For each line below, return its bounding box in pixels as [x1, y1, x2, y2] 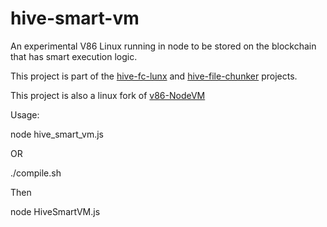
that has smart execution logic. [10, 50, 138, 62]
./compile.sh [10, 167, 62, 179]
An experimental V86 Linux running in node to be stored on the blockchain [10, 40, 317, 52]
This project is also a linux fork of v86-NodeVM [10, 89, 206, 101]
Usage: [10, 108, 40, 121]
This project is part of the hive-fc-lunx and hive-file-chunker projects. [10, 70, 298, 82]
